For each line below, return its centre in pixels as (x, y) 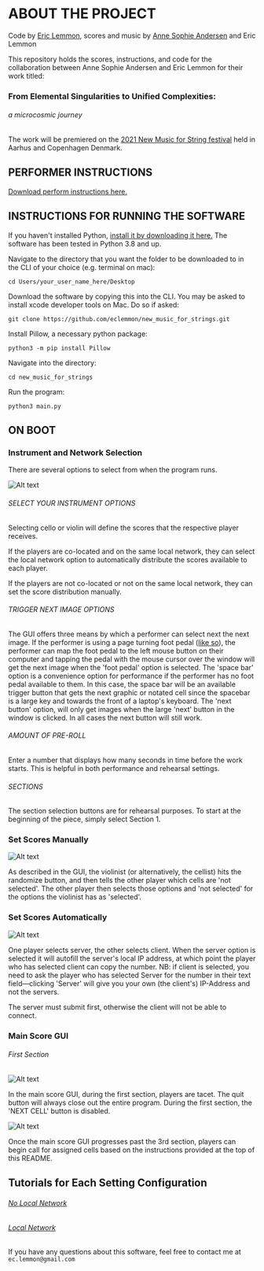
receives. (23, 535)
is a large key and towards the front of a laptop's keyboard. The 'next (120, 701)
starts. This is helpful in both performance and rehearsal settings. (114, 768)
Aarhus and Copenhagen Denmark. (66, 148)
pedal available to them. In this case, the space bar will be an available (122, 684)
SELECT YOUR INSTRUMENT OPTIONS (72, 503)
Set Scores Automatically (58, 917)
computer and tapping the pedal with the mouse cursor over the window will (132, 659)
